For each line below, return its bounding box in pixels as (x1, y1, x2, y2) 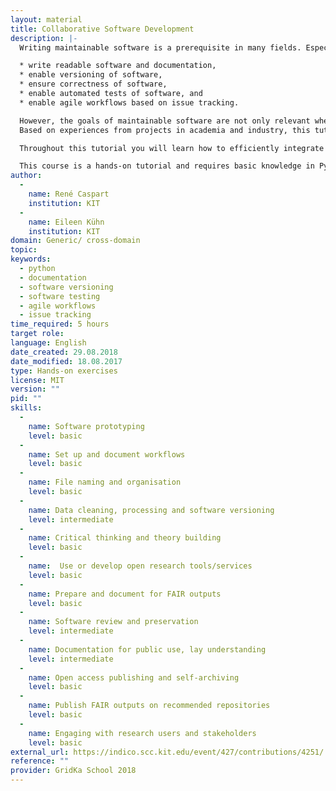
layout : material (10, 14, 83, 25)
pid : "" (10, 394, 43, 404)
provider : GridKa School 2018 (10, 766, 137, 776)
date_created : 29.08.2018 (10, 347, 118, 357)
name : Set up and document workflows (28, 449, 186, 460)
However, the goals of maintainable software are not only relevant (19, 116, 311, 126)
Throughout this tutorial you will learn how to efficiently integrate (19, 143, 325, 153)
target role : (10, 329, 65, 339)
